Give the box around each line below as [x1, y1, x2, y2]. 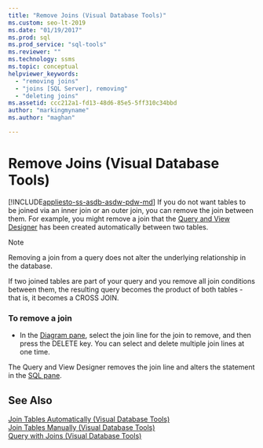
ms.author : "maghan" [8, 114, 76, 122]
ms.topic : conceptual [8, 63, 79, 71]
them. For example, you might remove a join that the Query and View [8, 214, 230, 223]
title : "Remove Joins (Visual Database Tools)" [8, 11, 167, 20]
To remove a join [8, 312, 72, 323]
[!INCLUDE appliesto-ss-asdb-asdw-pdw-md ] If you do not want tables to [8, 197, 246, 207]
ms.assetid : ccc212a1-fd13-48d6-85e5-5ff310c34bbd [8, 99, 177, 107]
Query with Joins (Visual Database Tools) [8, 431, 142, 440]
